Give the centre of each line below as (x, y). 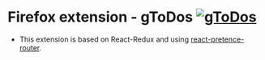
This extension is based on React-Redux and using (104, 39)
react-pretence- (218, 39)
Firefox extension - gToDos (100, 17)
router (29, 47)
